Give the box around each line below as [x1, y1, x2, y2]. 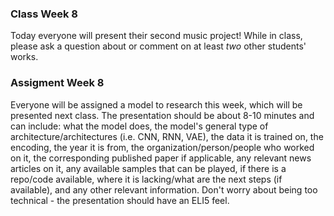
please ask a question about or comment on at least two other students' [10, 40, 307, 52]
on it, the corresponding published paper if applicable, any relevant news [10, 152, 312, 164]
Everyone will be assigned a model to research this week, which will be [10, 98, 303, 111]
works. [10, 51, 39, 63]
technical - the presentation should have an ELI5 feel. [10, 194, 230, 206]
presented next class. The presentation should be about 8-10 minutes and [10, 109, 315, 121]
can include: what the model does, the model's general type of [10, 120, 269, 132]
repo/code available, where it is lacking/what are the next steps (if [10, 173, 283, 185]
